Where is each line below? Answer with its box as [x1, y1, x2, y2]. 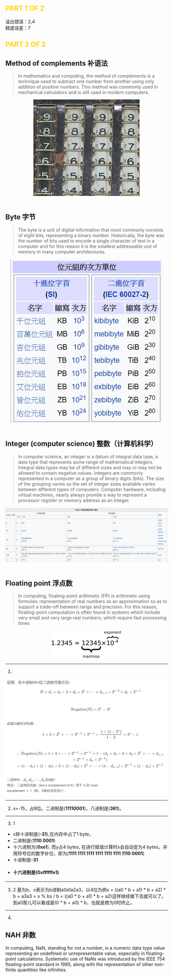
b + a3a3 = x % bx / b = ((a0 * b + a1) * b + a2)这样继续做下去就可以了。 [12, 893, 166, 899]
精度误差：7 [5, 25, 31, 31]
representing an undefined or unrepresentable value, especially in [5, 950, 145, 956]
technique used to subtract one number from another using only [18, 78, 154, 84]
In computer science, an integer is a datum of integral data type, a [18, 453, 158, 459]
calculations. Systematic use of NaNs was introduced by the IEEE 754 [17, 955, 165, 962]
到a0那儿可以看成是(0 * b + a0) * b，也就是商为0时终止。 [12, 899, 135, 905]
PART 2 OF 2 [5, 40, 46, 49]
